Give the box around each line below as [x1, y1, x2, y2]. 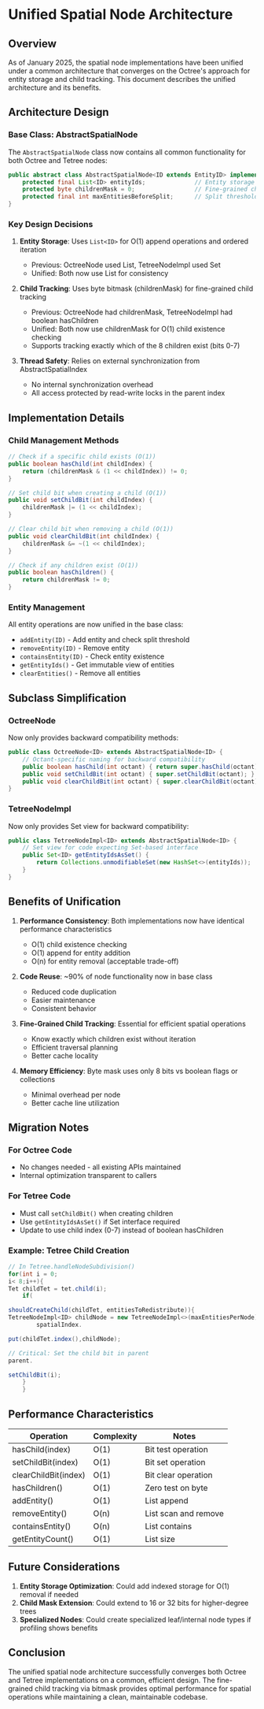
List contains [145, 1521, 192, 1532]
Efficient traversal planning [31, 1042, 119, 1052]
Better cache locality [31, 1050, 98, 1061]
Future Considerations [8, 1560, 120, 1573]
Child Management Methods [8, 435, 119, 446]
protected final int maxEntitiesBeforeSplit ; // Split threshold [22, 193, 258, 201]
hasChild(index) [12, 1443, 71, 1455]
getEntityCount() [12, 1533, 75, 1544]
